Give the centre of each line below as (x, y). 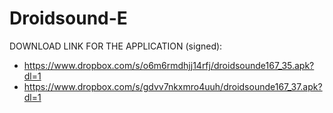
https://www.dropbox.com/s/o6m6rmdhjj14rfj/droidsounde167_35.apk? (169, 65)
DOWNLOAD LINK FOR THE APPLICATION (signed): (116, 46)
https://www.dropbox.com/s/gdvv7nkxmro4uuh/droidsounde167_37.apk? (173, 86)
